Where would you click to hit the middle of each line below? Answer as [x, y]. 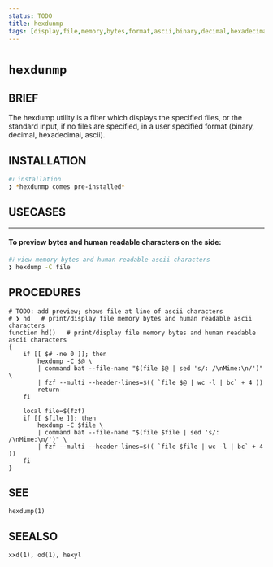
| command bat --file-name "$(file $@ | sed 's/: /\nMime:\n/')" [151, 368]
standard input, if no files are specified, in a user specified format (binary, [132, 126]
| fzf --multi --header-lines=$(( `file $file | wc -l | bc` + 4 [151, 447]
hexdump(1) [27, 512]
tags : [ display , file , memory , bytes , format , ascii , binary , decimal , [119, 31]
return [49, 390]
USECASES [37, 212]
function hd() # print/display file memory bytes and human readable [132, 333]
